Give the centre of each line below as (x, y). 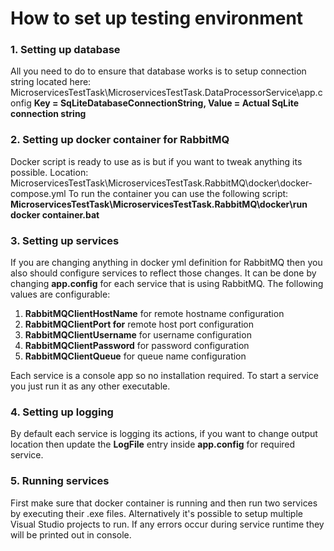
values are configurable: (60, 294)
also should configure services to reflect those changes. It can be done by (163, 273)
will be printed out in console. (71, 534)
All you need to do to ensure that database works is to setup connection (158, 71)
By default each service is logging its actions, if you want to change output (164, 434)
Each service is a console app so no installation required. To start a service (165, 376)
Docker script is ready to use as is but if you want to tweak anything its (156, 161)
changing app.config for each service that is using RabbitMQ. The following (167, 284)
